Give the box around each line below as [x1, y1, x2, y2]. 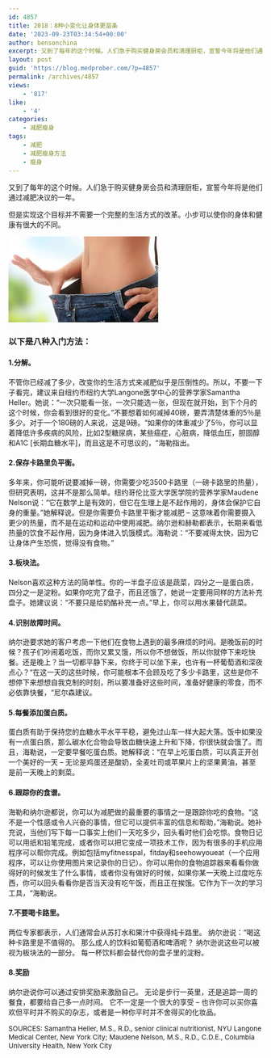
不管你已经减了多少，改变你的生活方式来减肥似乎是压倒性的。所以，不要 [8, 377, 248, 387]
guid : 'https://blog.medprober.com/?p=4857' [8, 65, 161, 73]
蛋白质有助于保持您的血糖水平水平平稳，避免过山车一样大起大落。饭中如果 [8, 727, 256, 737]
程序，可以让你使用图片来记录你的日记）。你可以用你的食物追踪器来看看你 [8, 858, 252, 867]
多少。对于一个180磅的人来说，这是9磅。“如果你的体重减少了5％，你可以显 [8, 417, 258, 428]
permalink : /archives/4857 [8, 73, 99, 81]
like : [8, 98, 27, 107]
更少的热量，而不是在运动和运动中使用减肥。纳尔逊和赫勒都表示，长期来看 [8, 517, 256, 527]
